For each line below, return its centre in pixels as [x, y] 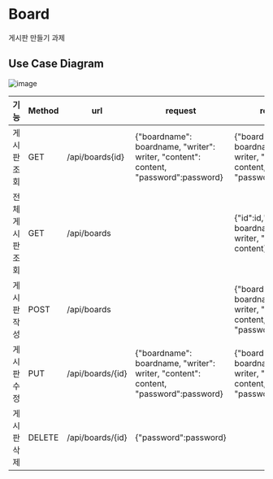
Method [43, 111]
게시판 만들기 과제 [37, 37]
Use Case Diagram [56, 64]
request [181, 111]
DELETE [43, 438]
